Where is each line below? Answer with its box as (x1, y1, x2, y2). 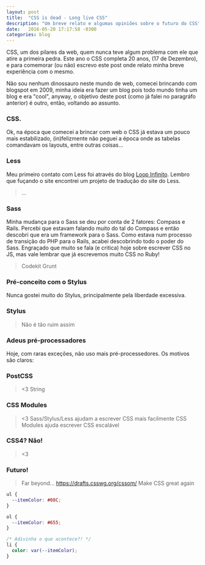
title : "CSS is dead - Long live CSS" (6, 15, 108, 21)
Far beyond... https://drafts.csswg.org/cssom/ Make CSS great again (21, 479, 195, 487)
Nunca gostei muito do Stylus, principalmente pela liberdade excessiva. (6, 292, 186, 299)
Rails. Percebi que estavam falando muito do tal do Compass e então (6, 224, 179, 232)
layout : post (6, 9, 40, 15)
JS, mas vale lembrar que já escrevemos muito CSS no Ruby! (6, 251, 160, 258)
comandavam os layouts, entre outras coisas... (6, 141, 124, 149)
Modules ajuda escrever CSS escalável (21, 421, 120, 429)
